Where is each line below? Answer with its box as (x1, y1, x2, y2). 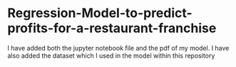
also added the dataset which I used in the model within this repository (7, 51, 215, 60)
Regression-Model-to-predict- (7, 5, 193, 21)
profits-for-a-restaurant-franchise (7, 20, 217, 36)
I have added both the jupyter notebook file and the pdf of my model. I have (7, 43, 230, 52)
